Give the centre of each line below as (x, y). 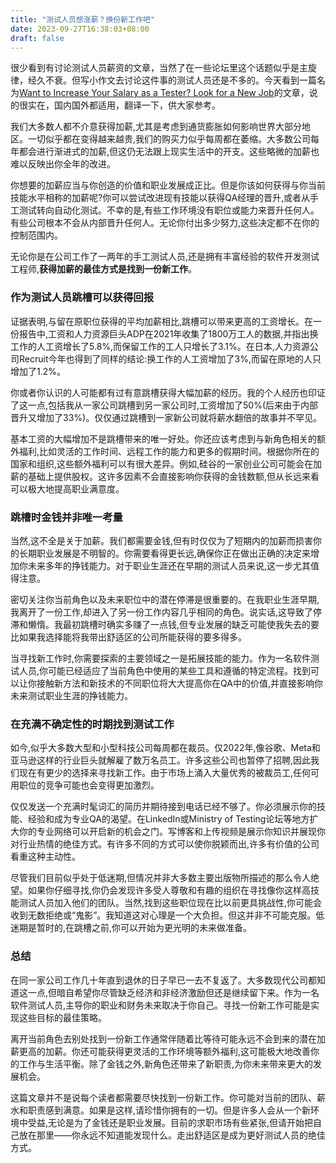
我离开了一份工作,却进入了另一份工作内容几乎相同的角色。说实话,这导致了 (162, 612)
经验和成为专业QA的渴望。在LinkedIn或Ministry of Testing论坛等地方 (168, 819)
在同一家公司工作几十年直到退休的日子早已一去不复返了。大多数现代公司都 (163, 980)
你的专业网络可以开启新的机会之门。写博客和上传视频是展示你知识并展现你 (172, 832)
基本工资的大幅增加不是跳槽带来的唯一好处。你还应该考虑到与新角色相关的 (163, 438)
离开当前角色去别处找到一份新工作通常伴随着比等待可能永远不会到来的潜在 (163, 1038)
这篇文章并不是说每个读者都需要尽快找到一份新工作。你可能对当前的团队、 (163, 1097)
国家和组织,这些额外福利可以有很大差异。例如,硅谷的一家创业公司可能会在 (162, 463)
